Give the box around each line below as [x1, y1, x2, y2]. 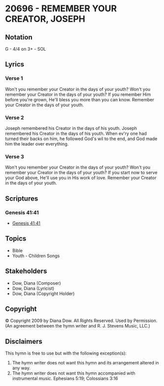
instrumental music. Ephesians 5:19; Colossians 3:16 [12, 376, 118, 382]
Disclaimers [5, 337, 43, 346]
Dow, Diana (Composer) [12, 280, 61, 286]
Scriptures [5, 194, 38, 203]
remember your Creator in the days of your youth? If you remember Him [5, 91, 151, 97]
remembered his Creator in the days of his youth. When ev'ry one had [5, 130, 147, 136]
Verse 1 [5, 75, 23, 82]
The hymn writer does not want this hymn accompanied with [12, 370, 135, 376]
